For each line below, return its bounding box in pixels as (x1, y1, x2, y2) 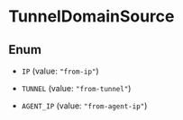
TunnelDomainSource (8, 6, 175, 27)
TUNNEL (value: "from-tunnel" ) (21, 83, 132, 93)
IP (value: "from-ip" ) (21, 65, 100, 76)
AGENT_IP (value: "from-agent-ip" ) (21, 100, 148, 111)
